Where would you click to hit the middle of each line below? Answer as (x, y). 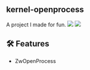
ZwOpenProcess (35, 61)
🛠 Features (28, 44)
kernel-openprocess (45, 10)
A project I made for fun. (36, 24)
